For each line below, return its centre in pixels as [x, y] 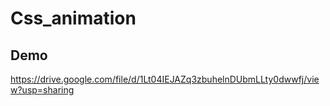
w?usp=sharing [42, 90]
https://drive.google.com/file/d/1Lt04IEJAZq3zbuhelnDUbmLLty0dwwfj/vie [165, 79]
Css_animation [73, 18]
